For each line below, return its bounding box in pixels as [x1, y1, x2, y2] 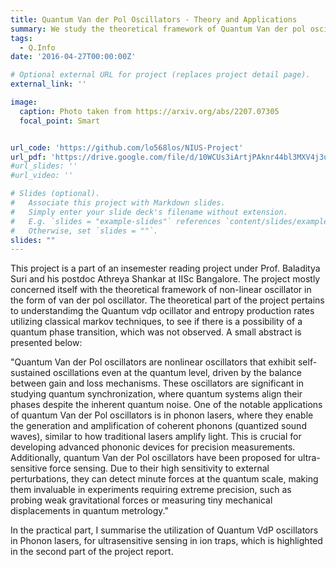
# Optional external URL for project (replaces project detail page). [10, 70, 311, 80]
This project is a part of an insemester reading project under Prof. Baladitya [10, 262, 321, 275]
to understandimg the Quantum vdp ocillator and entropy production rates [10, 305, 315, 317]
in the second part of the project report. [10, 546, 174, 558]
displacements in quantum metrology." [10, 505, 169, 517]
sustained [10, 367, 51, 379]
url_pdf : [10, 152, 47, 162]
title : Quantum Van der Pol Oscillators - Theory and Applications [10, 14, 298, 25]
